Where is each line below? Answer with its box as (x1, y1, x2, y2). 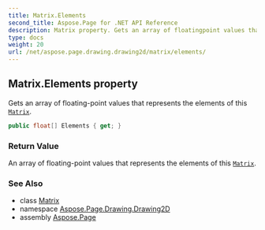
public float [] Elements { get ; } (8, 121, 122, 130)
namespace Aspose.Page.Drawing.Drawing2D (19, 204, 171, 213)
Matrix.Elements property (8, 77, 138, 91)
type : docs (8, 33, 44, 42)
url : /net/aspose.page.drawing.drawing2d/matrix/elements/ (8, 48, 207, 56)
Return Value (8, 140, 59, 151)
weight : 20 (8, 41, 44, 49)
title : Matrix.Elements (8, 11, 87, 20)
